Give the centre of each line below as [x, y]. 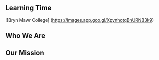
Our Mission [25, 52]
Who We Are [25, 36]
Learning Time [28, 8]
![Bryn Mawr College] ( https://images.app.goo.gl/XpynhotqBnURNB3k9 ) [80, 20]
